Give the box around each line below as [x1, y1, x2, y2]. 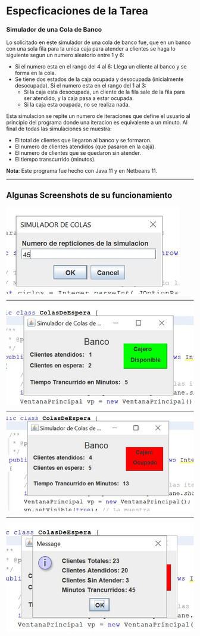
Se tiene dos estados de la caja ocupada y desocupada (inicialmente [14, 76, 184, 83]
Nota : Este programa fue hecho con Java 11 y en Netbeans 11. [6, 167, 158, 174]
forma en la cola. [14, 70, 57, 77]
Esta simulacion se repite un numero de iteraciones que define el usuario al [6, 113, 190, 120]
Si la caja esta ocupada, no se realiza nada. [23, 101, 130, 108]
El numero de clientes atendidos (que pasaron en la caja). [14, 143, 157, 150]
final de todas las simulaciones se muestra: [6, 125, 112, 132]
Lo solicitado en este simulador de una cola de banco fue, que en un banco [6, 39, 191, 46]
